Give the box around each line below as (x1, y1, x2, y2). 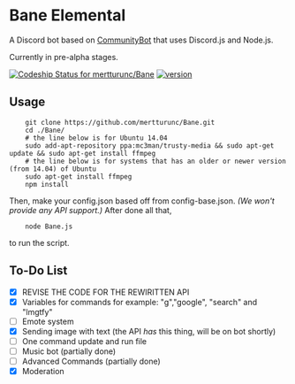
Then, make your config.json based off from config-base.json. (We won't (9, 196, 276, 206)
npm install (25, 180, 69, 188)
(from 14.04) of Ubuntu (9, 165, 97, 173)
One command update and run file (21, 335, 147, 346)
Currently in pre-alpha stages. (9, 51, 119, 62)
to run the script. (9, 237, 70, 248)
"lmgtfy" (21, 306, 53, 317)
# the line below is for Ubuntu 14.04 (25, 134, 168, 142)
